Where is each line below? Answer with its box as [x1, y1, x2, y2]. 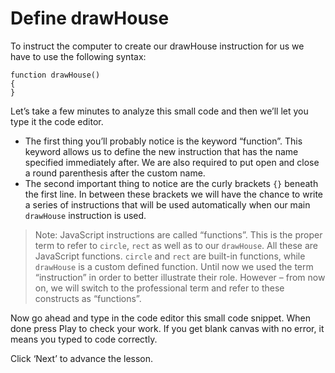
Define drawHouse [10, 7, 170, 30]
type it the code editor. [10, 115, 104, 127]
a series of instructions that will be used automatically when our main [24, 198, 311, 211]
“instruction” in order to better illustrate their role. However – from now [34, 271, 326, 283]
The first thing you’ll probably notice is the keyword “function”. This [24, 135, 303, 147]
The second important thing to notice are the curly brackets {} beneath [24, 177, 319, 189]
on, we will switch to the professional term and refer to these [34, 282, 285, 294]
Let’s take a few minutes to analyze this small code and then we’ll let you [10, 105, 309, 117]
